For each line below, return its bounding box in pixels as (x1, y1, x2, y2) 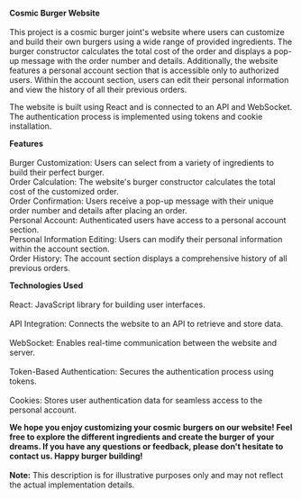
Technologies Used (9, 280, 84, 291)
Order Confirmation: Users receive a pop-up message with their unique (9, 195, 274, 206)
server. (9, 347, 36, 358)
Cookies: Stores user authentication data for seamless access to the (9, 395, 263, 405)
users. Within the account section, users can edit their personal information (9, 75, 289, 85)
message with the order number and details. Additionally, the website (21, 56, 278, 66)
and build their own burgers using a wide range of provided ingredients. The (9, 36, 293, 47)
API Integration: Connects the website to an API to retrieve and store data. (9, 319, 284, 329)
